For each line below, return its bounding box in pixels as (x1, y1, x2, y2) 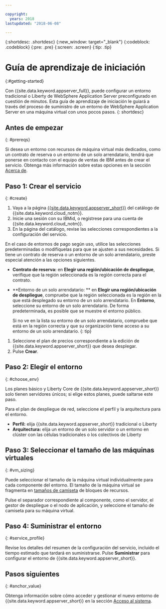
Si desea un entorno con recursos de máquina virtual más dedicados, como (5, 147, 161, 152)
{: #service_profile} (5, 535, 45, 541)
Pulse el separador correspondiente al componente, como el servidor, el (5, 497, 154, 503)
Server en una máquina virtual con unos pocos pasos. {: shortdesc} (5, 109, 144, 115)
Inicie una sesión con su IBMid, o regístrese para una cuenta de (12, 215, 143, 221)
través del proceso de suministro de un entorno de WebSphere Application (5, 104, 159, 110)
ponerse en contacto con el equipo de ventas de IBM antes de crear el (5, 157, 150, 163)
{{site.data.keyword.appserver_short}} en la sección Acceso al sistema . (5, 598, 152, 604)
